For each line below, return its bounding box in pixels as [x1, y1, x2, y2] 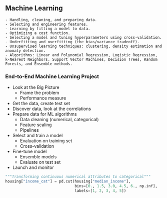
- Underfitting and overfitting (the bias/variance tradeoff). [5, 39, 140, 44]
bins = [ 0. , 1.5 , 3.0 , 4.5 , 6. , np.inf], [74, 183, 157, 188]
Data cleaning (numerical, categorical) [19, 117, 99, 123]
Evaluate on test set [19, 159, 61, 165]
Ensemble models [19, 154, 57, 160]
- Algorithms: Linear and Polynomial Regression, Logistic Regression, [5, 52, 157, 57]
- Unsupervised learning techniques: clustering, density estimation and [5, 44, 162, 49]
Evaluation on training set [19, 138, 72, 144]
